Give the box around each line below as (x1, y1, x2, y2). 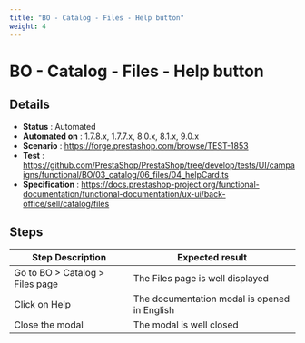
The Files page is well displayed (133, 272, 270, 285)
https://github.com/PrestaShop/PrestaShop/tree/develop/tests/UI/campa (22, 160, 295, 171)
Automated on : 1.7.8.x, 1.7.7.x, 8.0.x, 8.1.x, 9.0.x (22, 131, 200, 142)
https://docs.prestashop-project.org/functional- (81, 179, 261, 190)
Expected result (176, 251, 248, 264)
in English (133, 304, 175, 317)
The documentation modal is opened (133, 292, 290, 305)
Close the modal (14, 318, 84, 331)
